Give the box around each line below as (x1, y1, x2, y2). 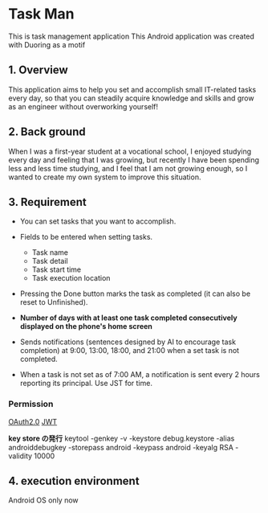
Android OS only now (8, 495, 79, 505)
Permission (8, 399, 54, 410)
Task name (31, 248, 69, 257)
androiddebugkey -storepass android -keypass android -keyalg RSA (8, 442, 234, 452)
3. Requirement (8, 195, 87, 209)
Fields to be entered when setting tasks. (19, 232, 153, 242)
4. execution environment (8, 474, 140, 488)
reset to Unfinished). (19, 298, 88, 307)
